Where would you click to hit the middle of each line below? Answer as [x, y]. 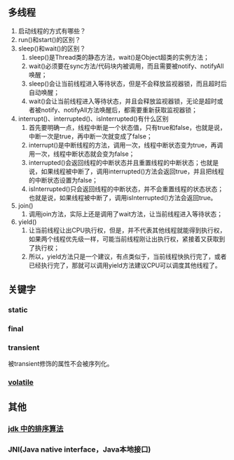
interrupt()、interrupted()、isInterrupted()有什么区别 [93, 119]
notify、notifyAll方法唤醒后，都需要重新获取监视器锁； [119, 110]
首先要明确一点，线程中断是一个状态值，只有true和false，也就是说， [127, 127]
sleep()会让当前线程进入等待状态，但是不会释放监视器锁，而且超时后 [128, 84]
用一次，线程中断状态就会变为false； [82, 154]
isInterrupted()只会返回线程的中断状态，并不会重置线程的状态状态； [126, 189]
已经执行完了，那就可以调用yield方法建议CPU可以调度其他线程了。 [125, 265]
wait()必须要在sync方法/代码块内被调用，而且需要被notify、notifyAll [126, 66]
